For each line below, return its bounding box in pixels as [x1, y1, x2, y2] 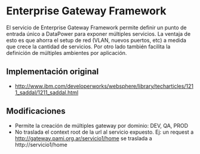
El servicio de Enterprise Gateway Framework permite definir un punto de [6, 24, 187, 31]
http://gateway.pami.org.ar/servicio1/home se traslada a [14, 134, 152, 141]
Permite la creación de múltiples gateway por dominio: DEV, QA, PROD [14, 122, 189, 129]
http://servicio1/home [14, 141, 67, 148]
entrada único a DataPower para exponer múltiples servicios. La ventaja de [6, 30, 191, 37]
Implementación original [6, 67, 99, 77]
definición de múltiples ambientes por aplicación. [6, 49, 127, 56]
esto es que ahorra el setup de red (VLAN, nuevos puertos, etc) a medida [6, 36, 187, 44]
